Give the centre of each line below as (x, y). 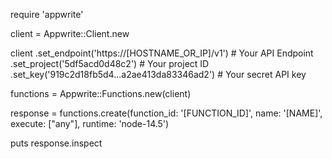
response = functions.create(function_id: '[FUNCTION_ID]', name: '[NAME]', (166, 113)
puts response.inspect (56, 143)
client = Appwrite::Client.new (70, 33)
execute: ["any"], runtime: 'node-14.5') (90, 123)
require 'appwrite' (47, 14)
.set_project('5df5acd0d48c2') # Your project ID (110, 63)
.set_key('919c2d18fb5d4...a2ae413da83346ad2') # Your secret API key (158, 74)
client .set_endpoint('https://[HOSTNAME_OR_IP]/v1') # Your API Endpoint (162, 53)
